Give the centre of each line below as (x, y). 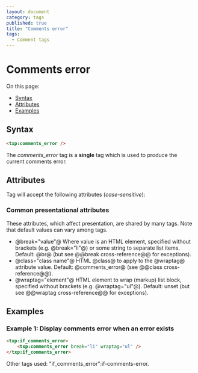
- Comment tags (31, 40)
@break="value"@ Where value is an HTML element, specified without (103, 241)
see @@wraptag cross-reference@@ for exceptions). (82, 292)
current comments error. (37, 161)
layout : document (28, 12)
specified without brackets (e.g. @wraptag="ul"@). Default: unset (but (102, 286)
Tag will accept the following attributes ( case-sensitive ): (76, 195)
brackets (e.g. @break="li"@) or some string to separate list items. (97, 248)
